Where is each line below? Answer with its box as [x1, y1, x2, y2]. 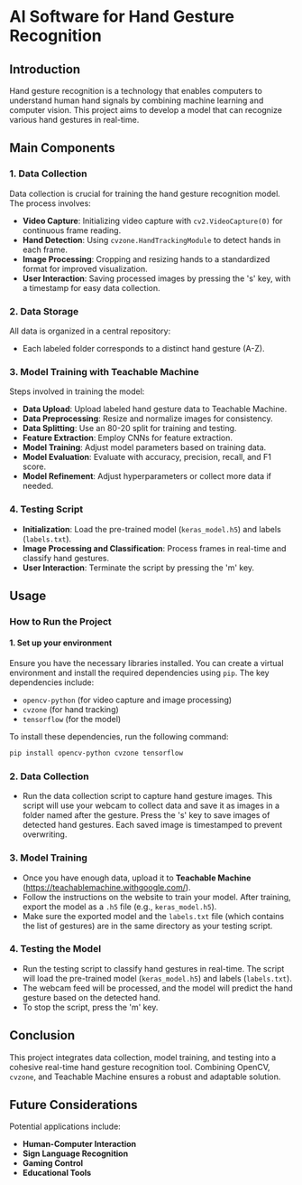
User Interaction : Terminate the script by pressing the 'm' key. [22, 562, 255, 573]
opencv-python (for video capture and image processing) [22, 694, 233, 706]
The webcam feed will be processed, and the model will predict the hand [22, 983, 293, 993]
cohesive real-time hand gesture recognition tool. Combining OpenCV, [9, 1061, 270, 1072]
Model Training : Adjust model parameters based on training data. [22, 442, 267, 453]
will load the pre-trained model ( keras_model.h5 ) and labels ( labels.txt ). [22, 973, 293, 983]
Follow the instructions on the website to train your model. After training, [22, 891, 291, 902]
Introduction [9, 61, 81, 77]
